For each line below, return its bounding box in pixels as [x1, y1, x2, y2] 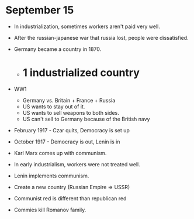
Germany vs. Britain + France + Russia [22, 97, 116, 104]
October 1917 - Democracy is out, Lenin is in [13, 138, 120, 145]
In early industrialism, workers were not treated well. [13, 160, 141, 167]
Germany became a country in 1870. [13, 45, 102, 53]
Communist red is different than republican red [13, 194, 127, 202]
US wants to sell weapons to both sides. [22, 109, 119, 116]
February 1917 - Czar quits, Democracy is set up [13, 126, 130, 134]
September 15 [5, 4, 74, 17]
